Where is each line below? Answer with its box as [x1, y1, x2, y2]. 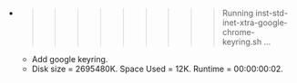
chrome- [221, 27, 255, 37]
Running [221, 8, 254, 18]
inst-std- [254, 8, 289, 18]
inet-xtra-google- [221, 17, 289, 28]
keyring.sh [221, 36, 262, 47]
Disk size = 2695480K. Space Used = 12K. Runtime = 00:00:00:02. [31, 63, 284, 74]
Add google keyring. [31, 54, 108, 64]
